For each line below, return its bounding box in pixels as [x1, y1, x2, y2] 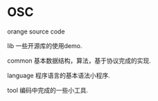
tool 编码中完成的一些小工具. [7, 86, 89, 94]
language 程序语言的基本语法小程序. [7, 71, 110, 79]
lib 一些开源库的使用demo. [7, 41, 82, 49]
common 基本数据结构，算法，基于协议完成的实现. [7, 56, 151, 65]
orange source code [7, 27, 65, 36]
